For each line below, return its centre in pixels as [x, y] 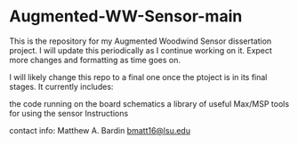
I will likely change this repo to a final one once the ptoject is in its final [138, 77]
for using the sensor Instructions [69, 113]
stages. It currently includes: [61, 86]
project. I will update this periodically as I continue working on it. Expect [141, 50]
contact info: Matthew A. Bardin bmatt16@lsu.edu [100, 130]
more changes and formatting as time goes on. [95, 60]
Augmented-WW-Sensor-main [126, 16]
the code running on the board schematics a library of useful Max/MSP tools [149, 103]
